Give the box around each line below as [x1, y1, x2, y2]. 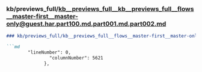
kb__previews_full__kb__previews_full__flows [58, 5, 194, 13]
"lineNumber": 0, [28, 49, 71, 55]
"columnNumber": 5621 [49, 55, 103, 61]
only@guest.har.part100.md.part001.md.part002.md [6, 20, 167, 28]
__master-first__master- [6, 12, 78, 20]
